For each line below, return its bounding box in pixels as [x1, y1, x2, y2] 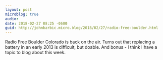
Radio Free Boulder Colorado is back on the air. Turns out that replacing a [5, 39, 155, 45]
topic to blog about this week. [5, 50, 66, 56]
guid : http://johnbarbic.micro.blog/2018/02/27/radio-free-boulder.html [5, 26, 159, 30]
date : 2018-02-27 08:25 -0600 [5, 21, 68, 26]
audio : [5, 16, 19, 21]
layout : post [5, 7, 32, 12]
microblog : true [5, 12, 39, 17]
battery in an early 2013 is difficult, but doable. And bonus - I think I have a [5, 44, 158, 50]
